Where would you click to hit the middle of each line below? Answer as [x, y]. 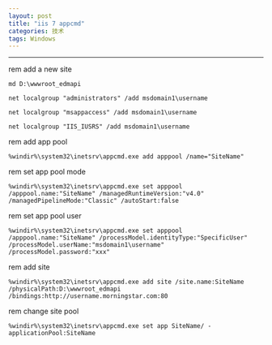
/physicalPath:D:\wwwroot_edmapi [65, 289]
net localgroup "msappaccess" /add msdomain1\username [103, 113]
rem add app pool [38, 142]
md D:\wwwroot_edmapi [45, 84]
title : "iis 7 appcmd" [47, 24]
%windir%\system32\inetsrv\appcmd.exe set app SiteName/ [106, 326]
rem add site [29, 267]
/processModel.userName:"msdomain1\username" [86, 245]
